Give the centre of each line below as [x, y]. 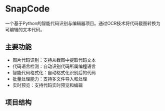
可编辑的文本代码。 [25, 29]
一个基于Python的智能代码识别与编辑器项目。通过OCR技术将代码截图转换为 [83, 23]
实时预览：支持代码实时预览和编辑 [47, 85]
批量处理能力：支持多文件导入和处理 [50, 79]
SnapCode [27, 9]
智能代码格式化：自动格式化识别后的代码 [54, 72]
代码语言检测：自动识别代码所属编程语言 [54, 66]
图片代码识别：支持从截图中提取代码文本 [54, 60]
